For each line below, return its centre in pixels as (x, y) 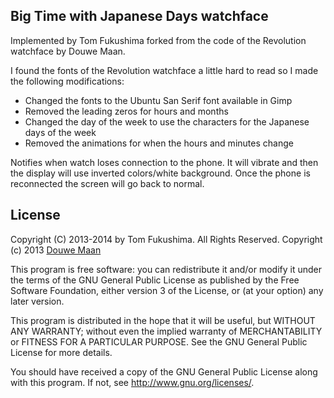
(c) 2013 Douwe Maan (56, 250)
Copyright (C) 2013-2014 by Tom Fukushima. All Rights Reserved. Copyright (166, 239)
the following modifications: (67, 81)
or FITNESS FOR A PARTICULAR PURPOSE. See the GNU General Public (159, 341)
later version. (37, 301)
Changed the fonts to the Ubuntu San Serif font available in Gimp (158, 100)
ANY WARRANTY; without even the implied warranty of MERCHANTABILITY (166, 331)
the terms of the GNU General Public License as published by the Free (155, 280)
